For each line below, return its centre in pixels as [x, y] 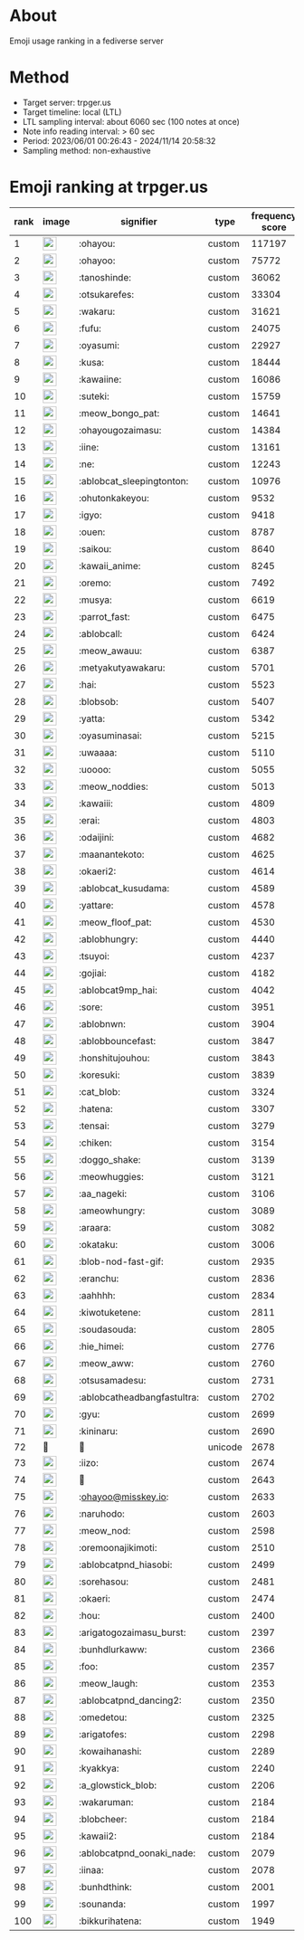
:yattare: [96, 905]
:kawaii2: [98, 1836]
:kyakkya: [99, 1768]
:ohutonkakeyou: [114, 498]
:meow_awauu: [110, 651]
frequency [274, 215]
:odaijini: [96, 837]
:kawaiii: [95, 804]
